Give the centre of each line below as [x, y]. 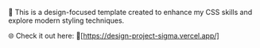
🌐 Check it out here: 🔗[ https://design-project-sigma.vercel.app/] [114, 36]
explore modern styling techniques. [66, 20]
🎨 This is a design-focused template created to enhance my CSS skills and [130, 12]
